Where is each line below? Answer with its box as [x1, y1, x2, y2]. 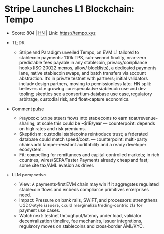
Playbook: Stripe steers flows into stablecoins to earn [19, 115, 128, 121]
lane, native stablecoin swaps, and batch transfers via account [19, 70, 146, 76]
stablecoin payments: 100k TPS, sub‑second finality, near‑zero [19, 54, 146, 60]
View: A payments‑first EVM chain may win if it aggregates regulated [19, 181, 159, 187]
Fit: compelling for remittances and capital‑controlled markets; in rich [19, 151, 160, 158]
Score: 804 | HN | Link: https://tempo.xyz [11, 30, 96, 36]
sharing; [19, 120, 36, 126]
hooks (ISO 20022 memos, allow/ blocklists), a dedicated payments [19, 65, 157, 71]
